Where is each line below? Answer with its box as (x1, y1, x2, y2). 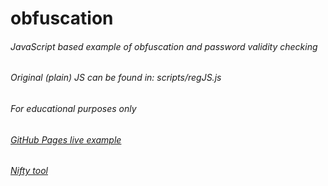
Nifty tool (10, 165, 49, 177)
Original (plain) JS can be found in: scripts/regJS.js (10, 72, 222, 84)
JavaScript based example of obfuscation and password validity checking (10, 40, 318, 52)
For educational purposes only (10, 103, 137, 114)
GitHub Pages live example (10, 133, 122, 146)
